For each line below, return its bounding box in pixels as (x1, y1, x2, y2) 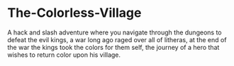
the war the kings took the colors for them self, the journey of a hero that (7, 43, 220, 51)
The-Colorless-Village (7, 5, 142, 21)
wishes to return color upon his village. (7, 51, 121, 59)
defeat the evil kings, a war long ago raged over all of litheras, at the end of (7, 35, 227, 44)
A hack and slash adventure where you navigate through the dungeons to (7, 28, 222, 37)
